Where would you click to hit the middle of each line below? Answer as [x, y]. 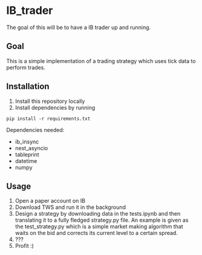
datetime [26, 161]
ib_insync [27, 141]
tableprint [27, 154]
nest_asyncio [31, 148]
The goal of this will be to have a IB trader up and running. [79, 27]
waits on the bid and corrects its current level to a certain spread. [96, 233]
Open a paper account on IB [50, 201]
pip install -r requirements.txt [48, 119]
